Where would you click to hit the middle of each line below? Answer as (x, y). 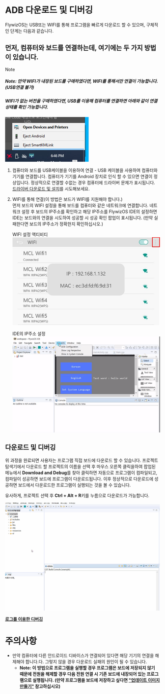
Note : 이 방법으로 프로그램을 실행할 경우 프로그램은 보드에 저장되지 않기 (87, 668)
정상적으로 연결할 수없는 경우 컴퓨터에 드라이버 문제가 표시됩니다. (93, 183)
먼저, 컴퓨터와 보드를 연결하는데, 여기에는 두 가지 (74, 48)
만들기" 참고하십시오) (40, 687)
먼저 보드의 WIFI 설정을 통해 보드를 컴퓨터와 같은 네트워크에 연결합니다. (80, 206)
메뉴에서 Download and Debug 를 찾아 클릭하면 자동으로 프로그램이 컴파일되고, (81, 473)
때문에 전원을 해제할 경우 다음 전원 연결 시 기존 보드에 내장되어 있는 (82, 674)
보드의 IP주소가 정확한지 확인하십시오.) (66, 224)
